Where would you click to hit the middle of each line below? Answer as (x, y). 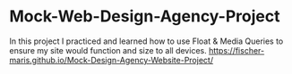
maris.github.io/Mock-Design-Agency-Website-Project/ (111, 60)
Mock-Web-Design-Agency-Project (145, 16)
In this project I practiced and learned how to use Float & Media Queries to (146, 41)
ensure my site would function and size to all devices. (108, 50)
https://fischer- (237, 50)
